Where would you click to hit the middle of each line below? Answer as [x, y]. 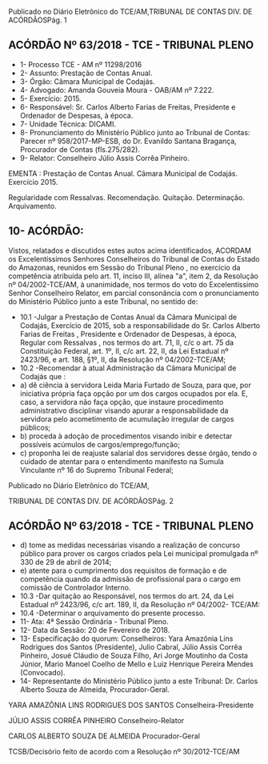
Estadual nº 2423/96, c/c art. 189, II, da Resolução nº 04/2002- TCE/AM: [140, 605]
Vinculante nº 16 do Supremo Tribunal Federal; [96, 470]
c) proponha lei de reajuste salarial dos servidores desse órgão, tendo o [138, 453]
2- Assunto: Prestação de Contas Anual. [86, 73]
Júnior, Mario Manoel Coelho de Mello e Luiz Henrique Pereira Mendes [137, 664]
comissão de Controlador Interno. [75, 588]
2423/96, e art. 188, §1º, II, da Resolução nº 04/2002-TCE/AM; [123, 359]
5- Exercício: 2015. [50, 98]
